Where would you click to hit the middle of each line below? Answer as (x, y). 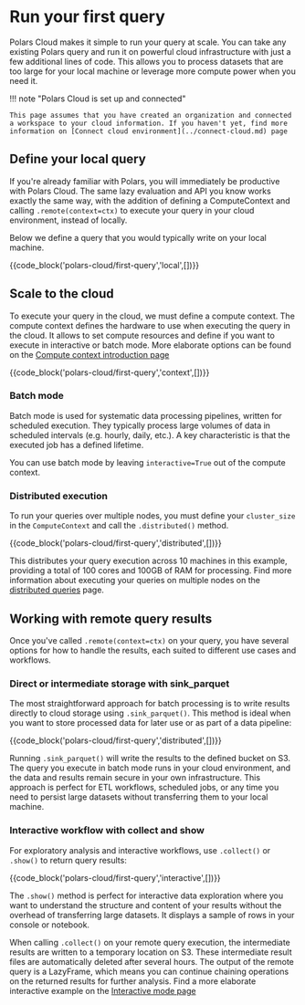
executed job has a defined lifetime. (77, 445)
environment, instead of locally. (68, 220)
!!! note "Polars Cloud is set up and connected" (98, 99)
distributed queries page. (57, 590)
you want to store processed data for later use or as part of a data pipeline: (151, 723)
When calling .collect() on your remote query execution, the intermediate (150, 942)
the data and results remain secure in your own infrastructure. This (135, 778)
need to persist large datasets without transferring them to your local (139, 797)
